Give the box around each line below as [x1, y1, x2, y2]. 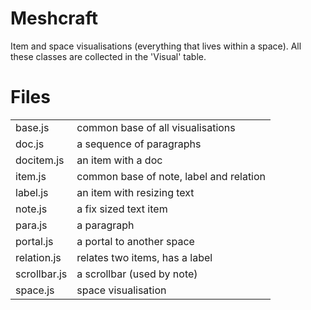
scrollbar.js [15, 267, 68, 281]
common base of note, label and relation [76, 169, 267, 183]
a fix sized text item [76, 202, 168, 216]
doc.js [15, 137, 45, 151]
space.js [15, 283, 55, 297]
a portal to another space [76, 234, 195, 248]
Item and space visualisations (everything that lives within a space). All [10, 40, 302, 52]
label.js [15, 185, 49, 199]
